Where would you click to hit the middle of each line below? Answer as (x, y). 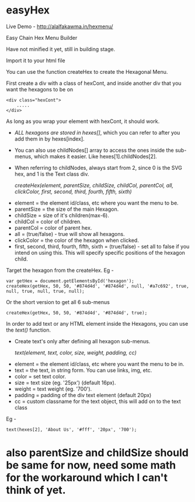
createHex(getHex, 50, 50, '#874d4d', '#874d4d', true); (77, 313)
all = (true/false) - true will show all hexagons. (69, 234)
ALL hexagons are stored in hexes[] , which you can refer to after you (97, 132)
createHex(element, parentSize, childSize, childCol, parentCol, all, (94, 185)
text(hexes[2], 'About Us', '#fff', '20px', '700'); (72, 429)
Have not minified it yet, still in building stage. (61, 49)
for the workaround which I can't (87, 478)
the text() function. (29, 330)
